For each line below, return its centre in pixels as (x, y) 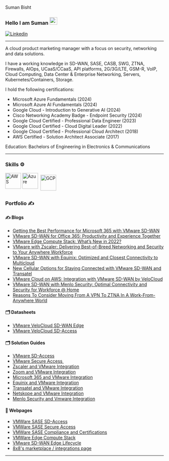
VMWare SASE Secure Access (44, 427)
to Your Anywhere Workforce (43, 252)
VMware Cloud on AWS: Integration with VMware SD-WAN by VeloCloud (88, 279)
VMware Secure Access (37, 361)
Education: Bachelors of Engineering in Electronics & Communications (78, 147)
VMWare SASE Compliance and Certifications (60, 432)
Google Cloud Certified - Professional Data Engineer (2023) (74, 121)
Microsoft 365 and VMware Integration (53, 377)
